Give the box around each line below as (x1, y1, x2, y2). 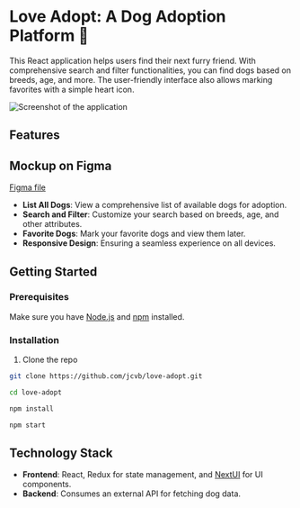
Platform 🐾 (9, 25, 90, 46)
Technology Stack (9, 446, 113, 461)
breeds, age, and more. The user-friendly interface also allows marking (9, 74, 273, 85)
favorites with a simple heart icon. (9, 84, 135, 95)
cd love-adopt (9, 388, 63, 397)
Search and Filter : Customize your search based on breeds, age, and (22, 209, 279, 220)
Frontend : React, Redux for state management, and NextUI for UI (22, 469, 263, 480)
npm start (9, 421, 47, 430)
